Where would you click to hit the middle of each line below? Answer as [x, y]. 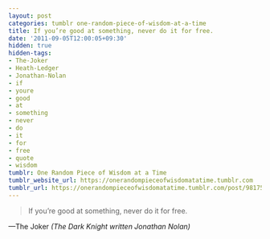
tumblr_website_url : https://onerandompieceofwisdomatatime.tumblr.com [131, 181]
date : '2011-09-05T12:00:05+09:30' [68, 38]
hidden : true [30, 46]
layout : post [30, 16]
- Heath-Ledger [34, 68]
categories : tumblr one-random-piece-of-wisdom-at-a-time [107, 23]
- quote [21, 158]
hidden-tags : [30, 53]
